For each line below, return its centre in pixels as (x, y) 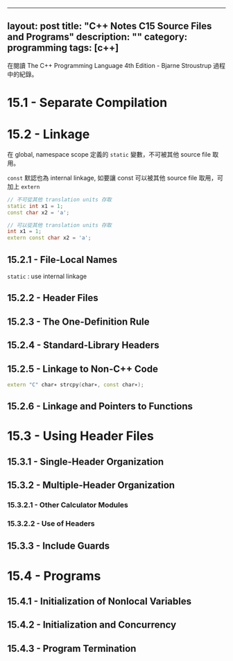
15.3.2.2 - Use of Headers (51, 524)
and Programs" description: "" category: (97, 37)
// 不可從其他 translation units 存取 (60, 199)
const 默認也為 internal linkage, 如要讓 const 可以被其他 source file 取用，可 (115, 178)
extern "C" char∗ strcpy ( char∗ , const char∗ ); (76, 385)
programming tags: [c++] (63, 48)
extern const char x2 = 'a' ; (49, 238)
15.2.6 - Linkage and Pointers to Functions (100, 406)
